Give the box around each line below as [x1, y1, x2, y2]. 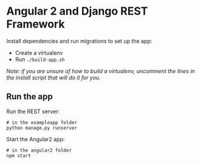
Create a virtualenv [15, 49, 63, 56]
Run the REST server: [6, 108, 60, 115]
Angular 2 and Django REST [6, 4, 148, 18]
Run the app [6, 91, 53, 102]
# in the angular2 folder [6, 147, 72, 153]
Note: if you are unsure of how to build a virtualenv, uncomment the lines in [6, 67, 196, 74]
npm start [6, 152, 32, 159]
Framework [6, 17, 65, 31]
